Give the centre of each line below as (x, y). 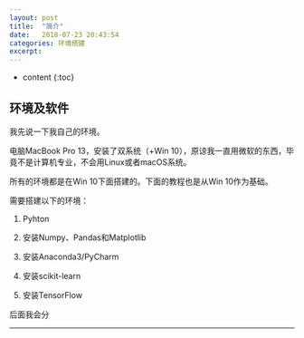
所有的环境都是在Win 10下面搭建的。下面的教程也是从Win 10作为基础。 (141, 181)
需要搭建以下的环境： (49, 200)
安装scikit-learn (52, 275)
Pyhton (36, 218)
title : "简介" (37, 26)
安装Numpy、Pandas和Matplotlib (84, 237)
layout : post (34, 18)
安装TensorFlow (52, 295)
